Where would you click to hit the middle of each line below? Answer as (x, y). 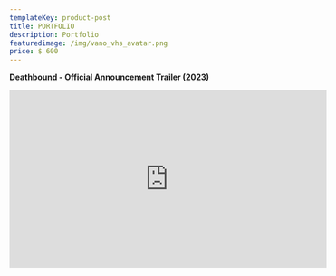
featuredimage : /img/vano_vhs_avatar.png (89, 43)
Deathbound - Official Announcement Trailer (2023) (110, 77)
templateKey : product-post (60, 18)
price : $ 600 (34, 52)
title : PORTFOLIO (42, 26)
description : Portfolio (54, 34)
